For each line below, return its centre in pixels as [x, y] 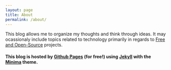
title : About [19, 15]
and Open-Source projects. [34, 45]
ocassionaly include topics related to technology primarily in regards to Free [85, 39]
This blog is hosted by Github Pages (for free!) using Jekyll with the [78, 56]
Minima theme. [22, 62]
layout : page [19, 10]
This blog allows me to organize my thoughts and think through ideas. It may [86, 34]
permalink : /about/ [26, 19]
